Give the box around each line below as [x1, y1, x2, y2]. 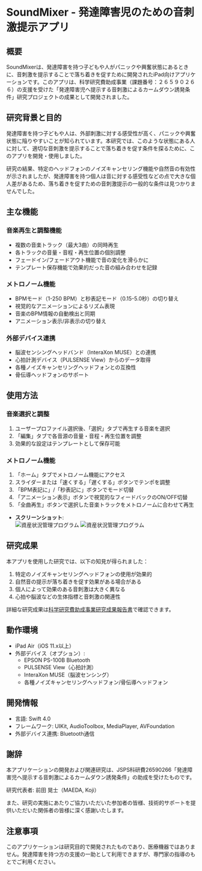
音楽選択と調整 [6, 410, 50, 418]
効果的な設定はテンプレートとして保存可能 [14, 440, 120, 447]
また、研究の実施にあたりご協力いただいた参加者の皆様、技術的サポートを [6, 800, 191, 807]
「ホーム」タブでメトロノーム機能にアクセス [14, 471, 126, 478]
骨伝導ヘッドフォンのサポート [14, 371, 89, 378]
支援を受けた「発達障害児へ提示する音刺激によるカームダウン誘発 [22, 86, 185, 93]
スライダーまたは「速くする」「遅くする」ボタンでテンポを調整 [14, 479, 171, 486]
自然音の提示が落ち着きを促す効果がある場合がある [14, 578, 142, 585]
